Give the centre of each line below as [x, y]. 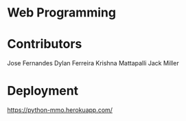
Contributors [45, 44]
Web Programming [62, 13]
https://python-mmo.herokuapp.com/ [60, 110]
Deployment [43, 91]
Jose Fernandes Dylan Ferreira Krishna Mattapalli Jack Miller [93, 63]
